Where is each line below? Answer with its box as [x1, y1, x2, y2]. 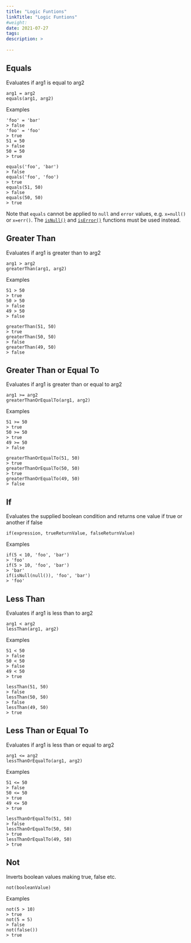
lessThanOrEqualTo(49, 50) [6, 836, 72, 842]
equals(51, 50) [6, 184, 43, 190]
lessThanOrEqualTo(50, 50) [6, 826, 72, 832]
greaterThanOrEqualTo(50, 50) [6, 466, 81, 471]
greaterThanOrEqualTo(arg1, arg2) [6, 397, 91, 404]
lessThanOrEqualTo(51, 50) [6, 816, 72, 822]
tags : [6, 31, 19, 37]
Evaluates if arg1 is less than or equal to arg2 [6, 741, 115, 749]
